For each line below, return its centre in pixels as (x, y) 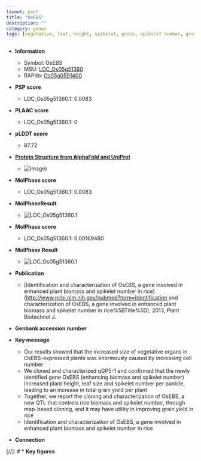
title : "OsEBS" (25, 17)
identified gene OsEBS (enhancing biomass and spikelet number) (104, 377)
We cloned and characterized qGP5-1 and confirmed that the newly (107, 371)
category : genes (26, 29)
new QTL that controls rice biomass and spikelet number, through (104, 403)
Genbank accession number (51, 328)
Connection (30, 440)
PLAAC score (32, 110)
